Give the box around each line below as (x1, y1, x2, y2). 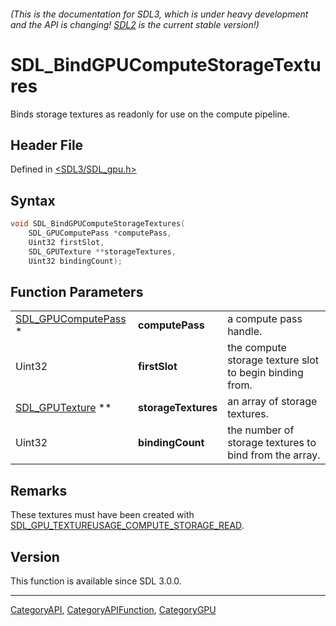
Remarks (10, 482, 68, 499)
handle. (227, 325, 263, 339)
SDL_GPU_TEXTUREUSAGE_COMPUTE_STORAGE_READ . (10, 520, 245, 532)
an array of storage (227, 395, 318, 409)
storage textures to (227, 436, 317, 450)
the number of (227, 423, 295, 437)
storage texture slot (227, 353, 320, 367)
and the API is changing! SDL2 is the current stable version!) (10, 18, 260, 30)
